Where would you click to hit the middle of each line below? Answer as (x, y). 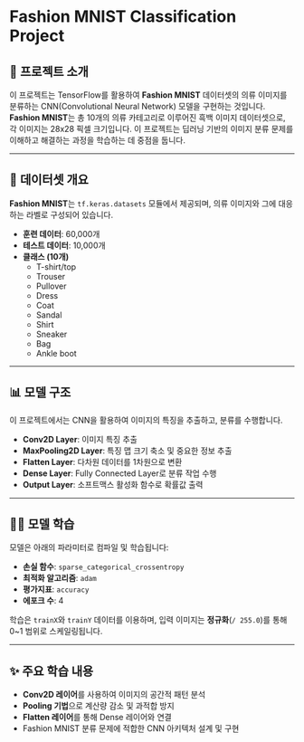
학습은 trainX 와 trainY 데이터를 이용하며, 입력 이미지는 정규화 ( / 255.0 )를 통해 (148, 620)
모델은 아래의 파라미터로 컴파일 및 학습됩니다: (89, 547)
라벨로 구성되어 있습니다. (70, 214)
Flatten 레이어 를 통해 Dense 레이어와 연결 (97, 718)
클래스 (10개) (46, 256)
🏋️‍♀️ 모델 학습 (42, 524)
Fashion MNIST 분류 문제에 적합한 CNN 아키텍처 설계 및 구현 (131, 728)
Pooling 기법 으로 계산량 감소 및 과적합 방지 (98, 706)
